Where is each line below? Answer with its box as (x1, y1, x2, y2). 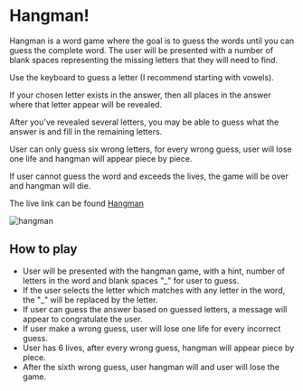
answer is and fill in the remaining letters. (9, 126, 163, 136)
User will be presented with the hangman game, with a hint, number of (22, 265, 285, 276)
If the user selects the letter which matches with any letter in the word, (22, 284, 286, 295)
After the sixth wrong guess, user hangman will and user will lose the (22, 361, 280, 372)
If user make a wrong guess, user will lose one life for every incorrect (22, 322, 281, 334)
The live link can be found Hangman (9, 198, 145, 209)
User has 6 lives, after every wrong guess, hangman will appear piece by (22, 342, 295, 353)
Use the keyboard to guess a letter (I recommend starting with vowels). (9, 71, 274, 82)
